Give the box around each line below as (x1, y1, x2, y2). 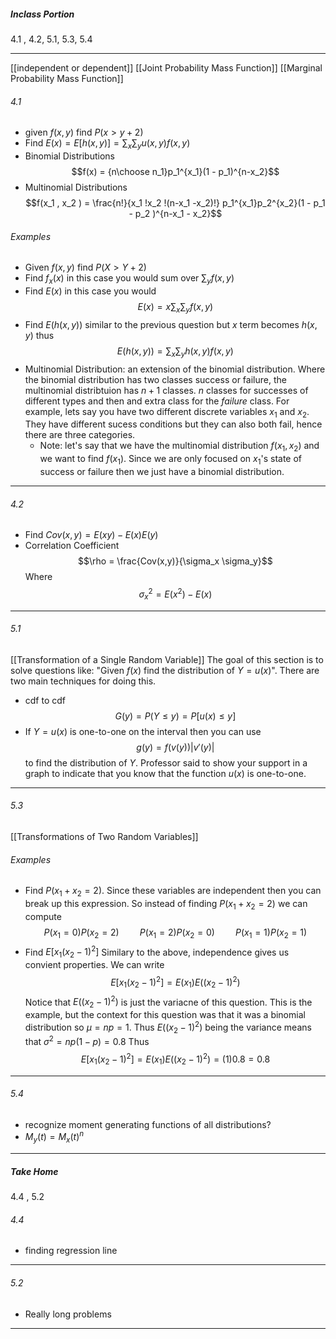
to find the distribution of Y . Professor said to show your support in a (24, 756, 308, 769)
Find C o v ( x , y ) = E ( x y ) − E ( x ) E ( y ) (24, 529, 159, 541)
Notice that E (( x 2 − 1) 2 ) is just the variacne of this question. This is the (24, 994, 313, 1010)
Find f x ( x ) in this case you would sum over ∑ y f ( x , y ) (24, 272, 235, 286)
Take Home (10, 1165, 59, 1177)
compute (24, 910, 62, 922)
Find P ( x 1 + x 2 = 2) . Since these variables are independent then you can (24, 885, 322, 899)
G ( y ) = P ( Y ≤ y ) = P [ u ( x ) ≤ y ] (114, 710, 237, 722)
